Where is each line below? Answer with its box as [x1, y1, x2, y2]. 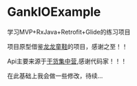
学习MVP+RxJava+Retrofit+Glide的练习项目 [7, 28, 131, 36]
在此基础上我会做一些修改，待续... [7, 72, 103, 80]
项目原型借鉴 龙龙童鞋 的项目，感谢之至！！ [7, 42, 128, 50]
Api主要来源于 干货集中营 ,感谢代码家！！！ [7, 56, 127, 65]
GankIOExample [7, 4, 101, 20]
